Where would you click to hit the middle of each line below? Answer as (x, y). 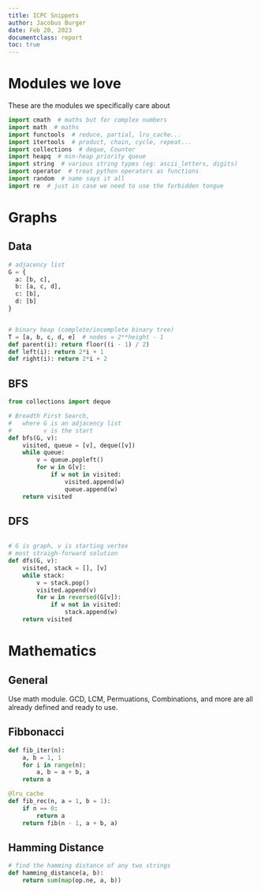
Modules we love (65, 84)
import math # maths (44, 127)
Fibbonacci (36, 732)
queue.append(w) (91, 489)
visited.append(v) (67, 590)
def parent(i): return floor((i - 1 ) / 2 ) (79, 344)
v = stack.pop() (63, 583)
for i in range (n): (54, 765)
